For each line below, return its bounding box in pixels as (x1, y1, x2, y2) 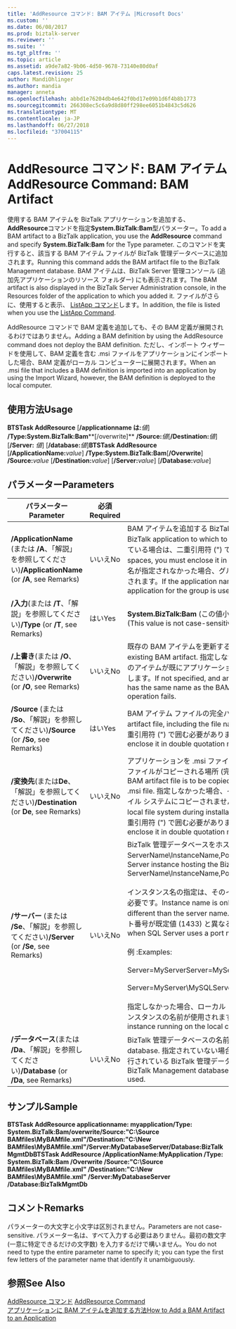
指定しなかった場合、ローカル (127, 1002, 226, 1011)
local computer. (7, 381, 53, 389)
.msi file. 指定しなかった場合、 (127, 786, 227, 796)
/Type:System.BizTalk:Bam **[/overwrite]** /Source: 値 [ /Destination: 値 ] (7, 432, 218, 441)
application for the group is (127, 585, 216, 595)
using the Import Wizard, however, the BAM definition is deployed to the (7, 374, 216, 382)
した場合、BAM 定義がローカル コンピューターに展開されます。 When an (7, 358, 216, 367)
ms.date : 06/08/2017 (7, 23, 68, 30)
